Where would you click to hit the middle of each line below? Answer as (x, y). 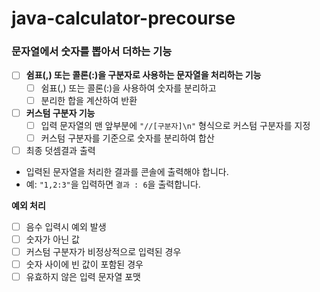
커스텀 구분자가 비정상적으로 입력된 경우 (103, 252)
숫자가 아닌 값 (52, 239)
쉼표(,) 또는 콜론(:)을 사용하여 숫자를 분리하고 (128, 88)
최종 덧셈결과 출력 (60, 150)
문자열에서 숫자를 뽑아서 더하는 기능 (92, 52)
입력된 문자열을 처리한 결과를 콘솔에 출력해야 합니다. (127, 171)
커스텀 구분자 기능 (60, 113)
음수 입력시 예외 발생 (66, 226)
